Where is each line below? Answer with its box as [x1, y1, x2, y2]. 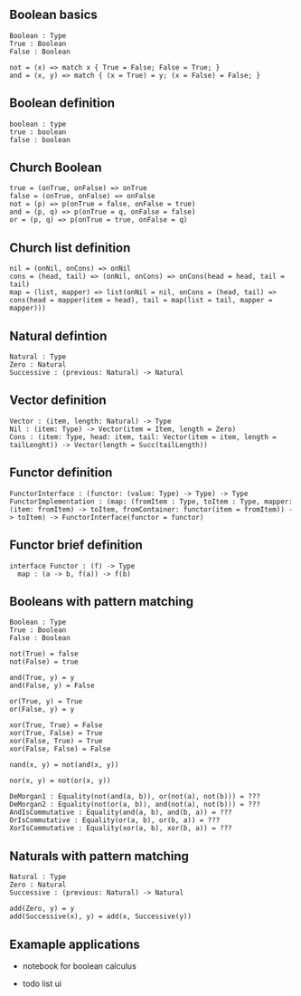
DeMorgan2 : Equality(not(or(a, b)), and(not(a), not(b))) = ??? [9, 800, 260, 809]
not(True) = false [9, 649, 79, 659]
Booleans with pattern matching [9, 593, 194, 609]
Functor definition [9, 465, 113, 481]
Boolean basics [9, 7, 98, 23]
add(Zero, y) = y [9, 905, 75, 914]
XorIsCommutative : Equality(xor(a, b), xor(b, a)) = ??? [9, 824, 232, 833]
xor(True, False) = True [9, 729, 103, 738]
